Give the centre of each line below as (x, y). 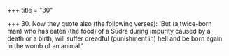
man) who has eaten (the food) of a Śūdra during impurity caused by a (109, 31)
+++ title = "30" (30, 10)
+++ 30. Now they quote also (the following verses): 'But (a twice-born (110, 23)
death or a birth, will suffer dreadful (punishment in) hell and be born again (115, 38)
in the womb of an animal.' (45, 46)
